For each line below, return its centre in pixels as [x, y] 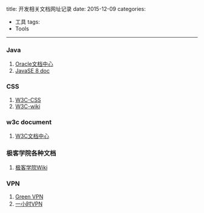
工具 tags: [28, 22]
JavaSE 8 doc [32, 71]
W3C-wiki [28, 106]
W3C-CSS [28, 100]
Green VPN [29, 197]
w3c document [29, 122]
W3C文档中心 [32, 136]
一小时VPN [29, 204]
